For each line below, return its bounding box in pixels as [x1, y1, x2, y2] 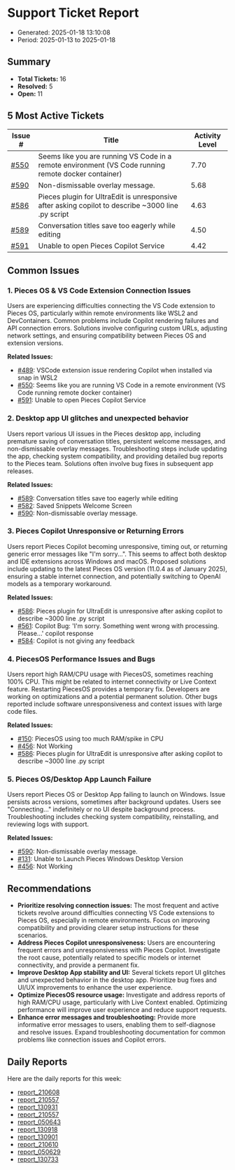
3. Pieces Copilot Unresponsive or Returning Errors [7, 526, 184, 536]
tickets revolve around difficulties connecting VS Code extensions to [17, 909, 215, 917]
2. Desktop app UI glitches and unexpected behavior [7, 413, 189, 423]
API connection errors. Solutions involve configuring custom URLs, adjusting [7, 324, 227, 333]
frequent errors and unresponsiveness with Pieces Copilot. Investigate [17, 946, 220, 955]
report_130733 [17, 1155, 59, 1164]
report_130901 [17, 1133, 58, 1141]
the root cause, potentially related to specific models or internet [17, 953, 201, 962]
